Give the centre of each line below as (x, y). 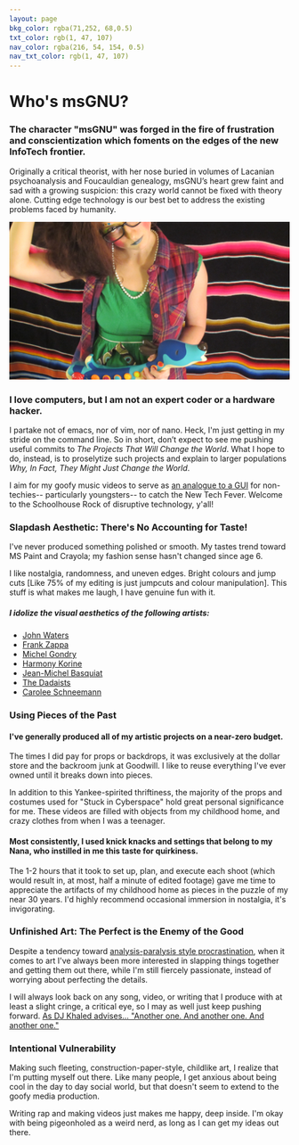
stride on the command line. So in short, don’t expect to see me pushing (141, 439)
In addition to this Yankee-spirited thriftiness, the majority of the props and (146, 793)
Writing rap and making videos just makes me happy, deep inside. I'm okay (146, 1114)
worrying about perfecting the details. (79, 979)
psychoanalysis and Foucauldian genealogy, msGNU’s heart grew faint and (147, 181)
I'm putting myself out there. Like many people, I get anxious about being (143, 1077)
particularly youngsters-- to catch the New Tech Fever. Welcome (164, 494)
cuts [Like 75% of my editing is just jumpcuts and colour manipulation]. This (148, 583)
